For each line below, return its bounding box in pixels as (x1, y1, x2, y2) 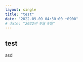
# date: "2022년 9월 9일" (5, 21, 55, 26)
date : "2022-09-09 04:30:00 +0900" (5, 16, 79, 21)
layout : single (5, 7, 37, 12)
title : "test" (5, 12, 35, 17)
